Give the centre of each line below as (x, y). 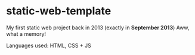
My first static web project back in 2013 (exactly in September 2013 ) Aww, (98, 27)
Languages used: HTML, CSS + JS (49, 45)
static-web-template (59, 11)
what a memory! (26, 33)
